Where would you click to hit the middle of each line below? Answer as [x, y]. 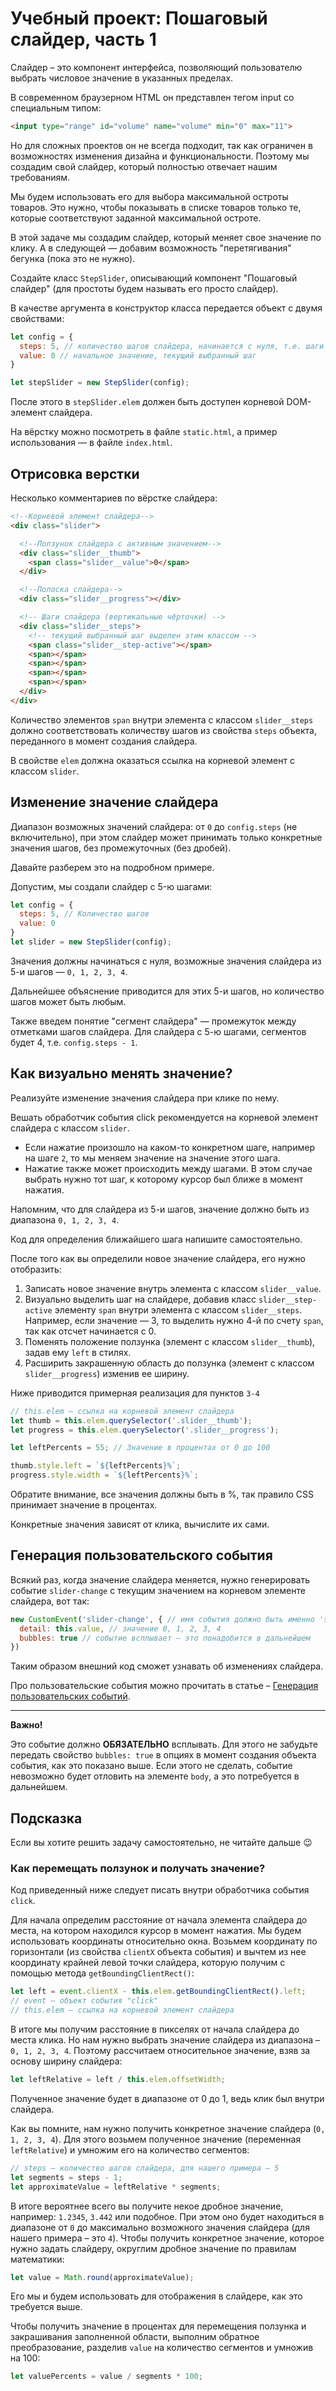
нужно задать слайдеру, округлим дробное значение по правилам [153, 2248]
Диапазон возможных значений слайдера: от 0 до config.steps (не [154, 826]
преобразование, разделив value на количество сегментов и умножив [162, 2348]
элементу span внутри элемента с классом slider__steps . [178, 1309]
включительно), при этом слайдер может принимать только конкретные [166, 837]
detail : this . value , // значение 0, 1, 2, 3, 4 [120, 1628]
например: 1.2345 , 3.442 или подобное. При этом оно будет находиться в [167, 2216]
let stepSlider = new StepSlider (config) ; [100, 383]
